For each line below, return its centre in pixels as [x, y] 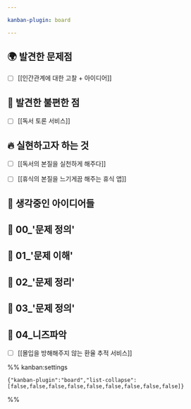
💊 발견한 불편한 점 [43, 102]
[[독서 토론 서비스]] [44, 121]
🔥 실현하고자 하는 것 [48, 145]
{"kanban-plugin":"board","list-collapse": [72, 380]
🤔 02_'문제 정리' [41, 282]
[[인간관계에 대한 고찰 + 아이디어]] [64, 78]
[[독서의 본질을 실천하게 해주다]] [62, 164]
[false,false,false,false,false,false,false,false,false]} [96, 386]
